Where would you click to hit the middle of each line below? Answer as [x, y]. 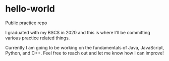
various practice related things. [38, 38]
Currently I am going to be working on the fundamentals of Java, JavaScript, [85, 47]
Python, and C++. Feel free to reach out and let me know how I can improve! [84, 53]
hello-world [30, 9]
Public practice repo [26, 23]
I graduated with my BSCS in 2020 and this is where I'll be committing [78, 32]
